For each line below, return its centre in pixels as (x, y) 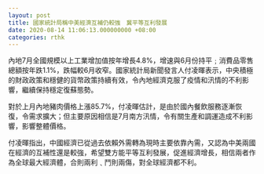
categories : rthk (37, 37)
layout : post (29, 15)
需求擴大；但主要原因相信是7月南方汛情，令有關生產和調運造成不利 (137, 116)
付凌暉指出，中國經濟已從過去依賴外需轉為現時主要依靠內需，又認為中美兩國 (132, 143)
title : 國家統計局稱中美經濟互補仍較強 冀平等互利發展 (88, 23)
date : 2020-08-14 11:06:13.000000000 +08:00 (82, 30)
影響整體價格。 (46, 126)
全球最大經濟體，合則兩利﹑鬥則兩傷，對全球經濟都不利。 (108, 162)
